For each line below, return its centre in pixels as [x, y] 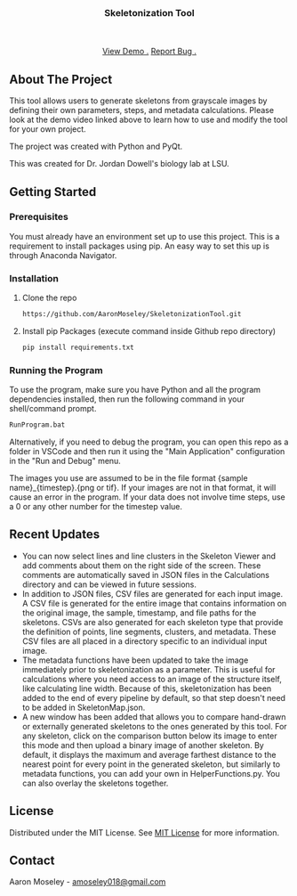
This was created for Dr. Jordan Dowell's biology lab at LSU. [119, 164]
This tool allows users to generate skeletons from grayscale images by [138, 101]
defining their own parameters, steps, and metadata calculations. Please [141, 110]
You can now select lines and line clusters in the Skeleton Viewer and [148, 556]
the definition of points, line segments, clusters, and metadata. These [149, 631]
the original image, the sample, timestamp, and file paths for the [139, 613]
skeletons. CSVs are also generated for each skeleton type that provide [153, 622]
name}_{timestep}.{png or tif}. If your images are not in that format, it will [143, 488]
